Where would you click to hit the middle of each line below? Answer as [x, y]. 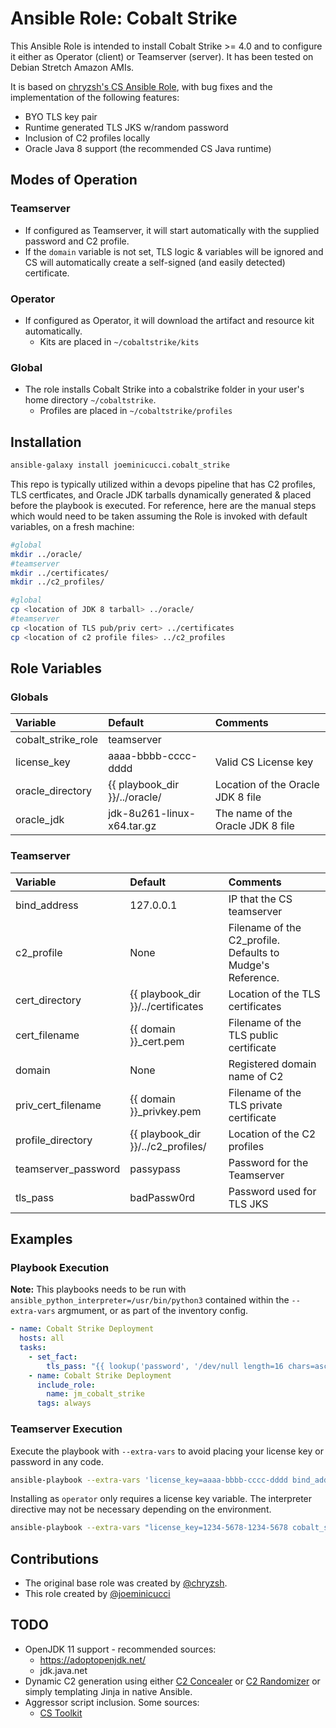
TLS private [255, 1105]
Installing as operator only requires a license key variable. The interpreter [161, 1499]
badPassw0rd [162, 1197]
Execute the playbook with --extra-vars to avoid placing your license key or [167, 1451]
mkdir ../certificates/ [60, 573]
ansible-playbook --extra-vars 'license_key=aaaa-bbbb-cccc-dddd [149, 1480]
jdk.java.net [63, 1670]
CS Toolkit [61, 1713]
